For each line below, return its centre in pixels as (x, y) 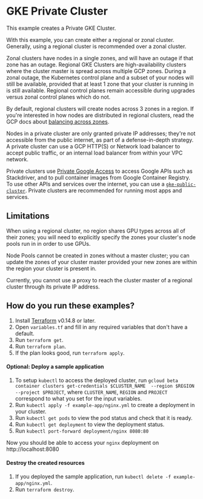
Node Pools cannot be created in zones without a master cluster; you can (98, 255)
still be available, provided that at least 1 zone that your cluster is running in (100, 84)
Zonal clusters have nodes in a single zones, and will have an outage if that (100, 58)
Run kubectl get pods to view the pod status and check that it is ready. (104, 417)
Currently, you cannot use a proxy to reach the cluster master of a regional (99, 280)
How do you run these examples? (71, 306)
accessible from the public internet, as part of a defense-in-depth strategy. (100, 140)
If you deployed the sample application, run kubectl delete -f (93, 476)
